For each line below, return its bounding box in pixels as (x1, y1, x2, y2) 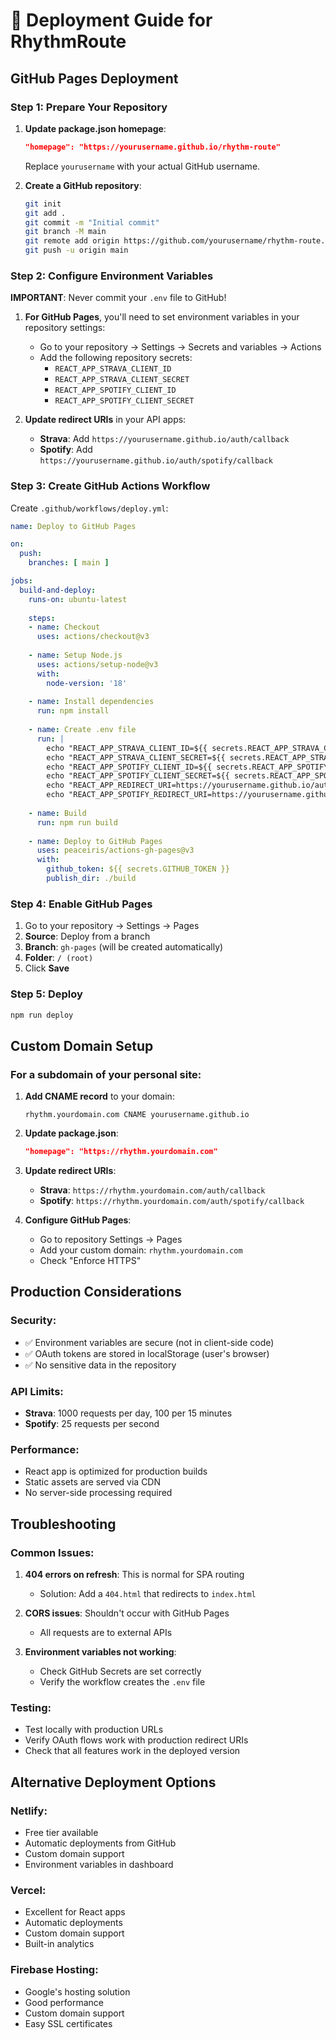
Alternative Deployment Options (10, 1774, 217, 1791)
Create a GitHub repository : (24, 179, 142, 191)
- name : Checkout (28, 622, 101, 633)
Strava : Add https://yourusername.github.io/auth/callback (39, 433, 290, 445)
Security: (10, 1314, 57, 1328)
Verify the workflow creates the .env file (39, 1675, 206, 1688)
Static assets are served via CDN (24, 1476, 162, 1488)
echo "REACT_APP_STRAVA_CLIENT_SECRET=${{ (46, 752, 226, 763)
